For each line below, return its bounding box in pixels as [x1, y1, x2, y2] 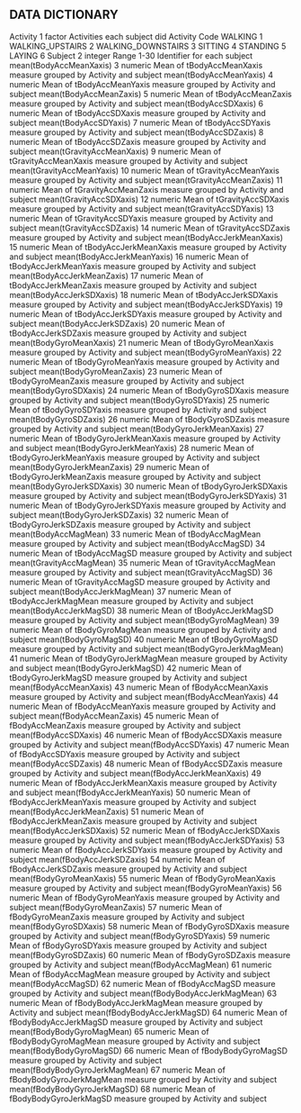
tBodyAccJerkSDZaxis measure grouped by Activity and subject [9, 328, 247, 339]
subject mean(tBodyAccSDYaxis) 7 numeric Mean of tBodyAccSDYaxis [9, 117, 271, 128]
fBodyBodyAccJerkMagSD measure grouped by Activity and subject [9, 1017, 263, 1027]
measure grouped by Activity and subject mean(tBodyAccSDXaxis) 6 [9, 98, 263, 109]
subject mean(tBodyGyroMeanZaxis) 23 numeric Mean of [9, 366, 223, 376]
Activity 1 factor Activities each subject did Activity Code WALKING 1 [9, 31, 263, 41]
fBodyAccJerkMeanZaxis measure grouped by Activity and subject [9, 815, 258, 827]
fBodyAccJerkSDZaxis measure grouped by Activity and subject [9, 864, 247, 874]
